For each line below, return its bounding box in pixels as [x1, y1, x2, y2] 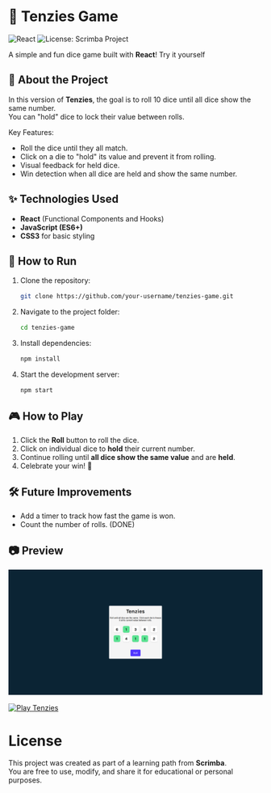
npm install [19, 355, 60, 363]
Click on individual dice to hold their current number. [19, 444, 196, 453]
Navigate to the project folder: [19, 307, 120, 317]
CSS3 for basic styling [19, 230, 95, 241]
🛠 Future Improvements [8, 485, 132, 500]
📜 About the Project [8, 73, 109, 87]
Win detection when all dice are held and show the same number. [19, 169, 238, 179]
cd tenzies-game [19, 323, 75, 332]
